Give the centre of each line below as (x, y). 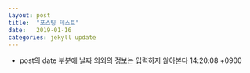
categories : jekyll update (52, 37)
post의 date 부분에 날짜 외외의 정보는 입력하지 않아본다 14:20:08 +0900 (130, 60)
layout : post (29, 15)
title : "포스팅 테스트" (44, 23)
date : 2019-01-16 (40, 30)
